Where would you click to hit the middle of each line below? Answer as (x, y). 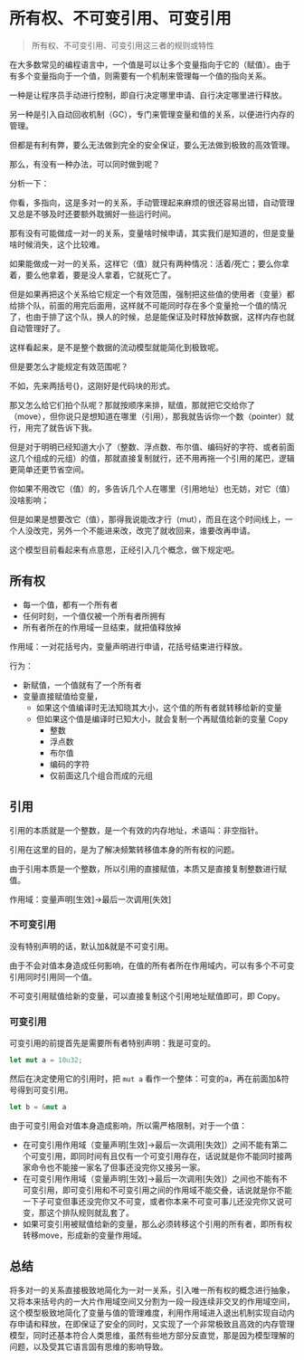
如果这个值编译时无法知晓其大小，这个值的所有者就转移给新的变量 (159, 708)
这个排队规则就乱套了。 (90, 1213)
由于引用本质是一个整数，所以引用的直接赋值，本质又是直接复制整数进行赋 (148, 869)
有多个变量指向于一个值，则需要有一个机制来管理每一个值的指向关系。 (140, 76)
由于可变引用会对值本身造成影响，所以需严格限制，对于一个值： (128, 1125)
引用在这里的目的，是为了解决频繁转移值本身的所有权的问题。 (124, 849)
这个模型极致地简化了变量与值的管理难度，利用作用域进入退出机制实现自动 (148, 1312)
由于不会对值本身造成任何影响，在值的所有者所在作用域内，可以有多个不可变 (152, 965)
